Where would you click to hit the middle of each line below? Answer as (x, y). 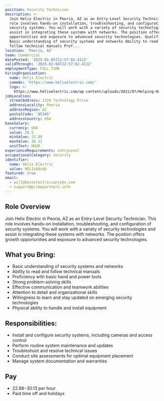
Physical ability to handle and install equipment (59, 308)
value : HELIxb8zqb (28, 169)
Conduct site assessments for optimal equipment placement (72, 356)
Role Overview (28, 207)
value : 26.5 (22, 133)
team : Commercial (23, 55)
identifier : (17, 159)
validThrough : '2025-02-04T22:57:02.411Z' (49, 64)
